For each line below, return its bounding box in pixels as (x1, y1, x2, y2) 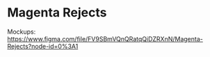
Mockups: (7, 27, 36, 36)
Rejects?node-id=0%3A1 (7, 42, 79, 50)
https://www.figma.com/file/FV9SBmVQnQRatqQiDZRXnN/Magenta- (7, 34, 203, 43)
